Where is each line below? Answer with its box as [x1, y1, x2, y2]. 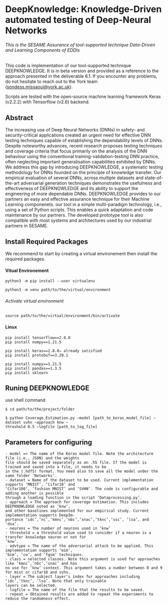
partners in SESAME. [5, 223, 49, 229]
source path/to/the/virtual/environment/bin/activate [5, 314, 120, 319]
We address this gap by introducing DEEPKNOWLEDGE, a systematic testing [5, 164, 163, 170]
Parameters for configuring [5, 438, 92, 446]
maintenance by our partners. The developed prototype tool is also [5, 212, 143, 218]
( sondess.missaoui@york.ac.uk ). [5, 84, 73, 90]
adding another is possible [5, 491, 64, 496]
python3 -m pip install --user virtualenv [5, 278, 95, 284]
